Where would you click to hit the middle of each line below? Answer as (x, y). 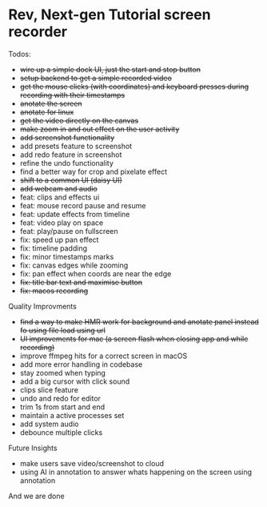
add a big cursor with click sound (75, 381)
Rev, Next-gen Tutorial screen (110, 15)
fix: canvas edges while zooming (74, 265)
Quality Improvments (43, 306)
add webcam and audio (59, 188)
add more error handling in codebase (81, 364)
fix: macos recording (54, 291)
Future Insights (33, 448)
